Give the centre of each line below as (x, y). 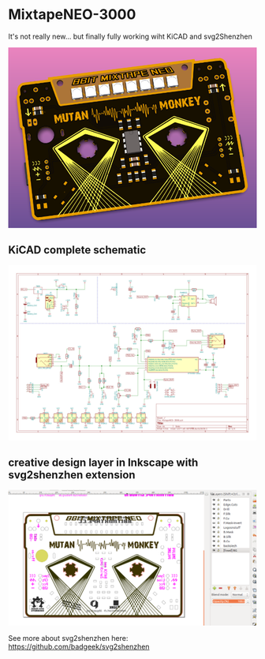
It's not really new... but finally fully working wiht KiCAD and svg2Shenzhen (130, 36)
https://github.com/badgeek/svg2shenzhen (79, 646)
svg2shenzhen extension (72, 475)
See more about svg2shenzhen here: (68, 638)
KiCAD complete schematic (77, 250)
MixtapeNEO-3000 (72, 15)
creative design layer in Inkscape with (103, 463)
